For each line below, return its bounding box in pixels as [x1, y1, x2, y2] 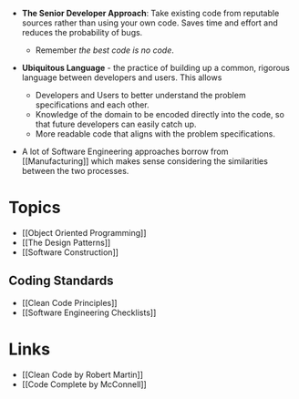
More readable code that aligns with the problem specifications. [35, 128, 275, 139]
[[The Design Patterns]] [21, 237, 111, 248]
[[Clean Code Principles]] [21, 297, 118, 308]
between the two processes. [21, 166, 129, 176]
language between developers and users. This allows [21, 72, 222, 83]
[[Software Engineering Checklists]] [21, 307, 157, 318]
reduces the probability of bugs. [21, 27, 143, 37]
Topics [8, 198, 61, 218]
